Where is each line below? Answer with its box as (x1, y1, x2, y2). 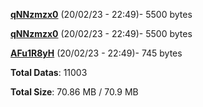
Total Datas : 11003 (10, 67, 88, 78)
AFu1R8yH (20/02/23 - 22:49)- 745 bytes (10, 47, 183, 59)
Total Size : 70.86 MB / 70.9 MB (10, 86, 139, 98)
